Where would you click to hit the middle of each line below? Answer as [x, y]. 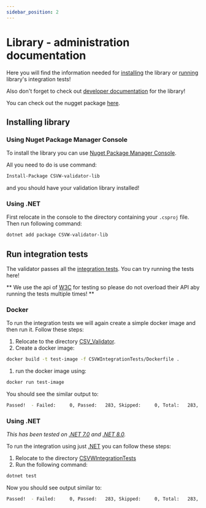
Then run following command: [44, 224]
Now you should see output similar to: [54, 488]
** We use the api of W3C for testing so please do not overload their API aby [103, 287]
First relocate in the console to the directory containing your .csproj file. [98, 217]
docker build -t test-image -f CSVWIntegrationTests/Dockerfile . [93, 359]
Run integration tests [47, 254]
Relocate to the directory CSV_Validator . [65, 342]
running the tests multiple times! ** [50, 294]
